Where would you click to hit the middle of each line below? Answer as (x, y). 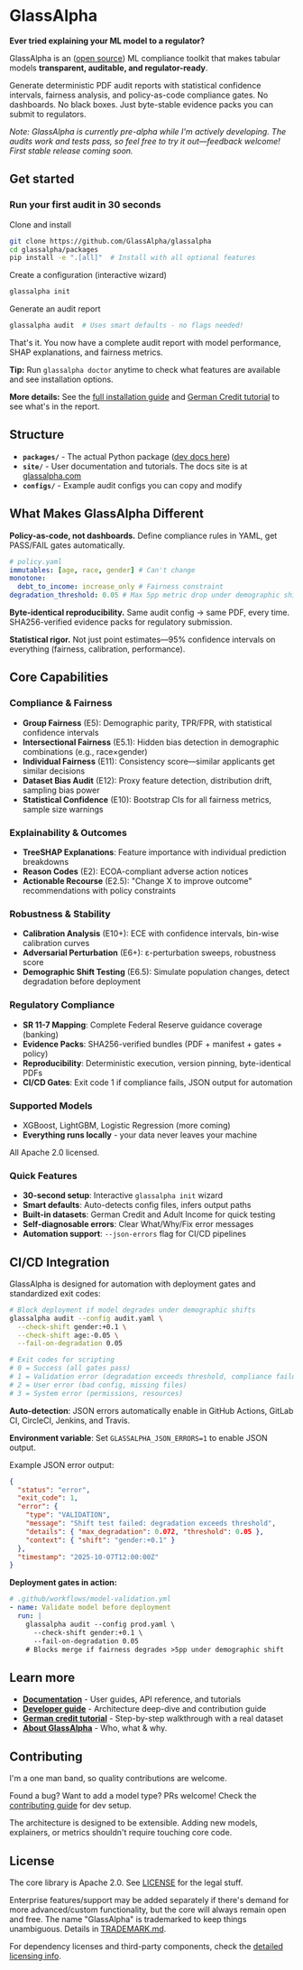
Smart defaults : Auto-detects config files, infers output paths (137, 1205)
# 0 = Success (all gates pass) (70, 1369)
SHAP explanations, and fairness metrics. (87, 352)
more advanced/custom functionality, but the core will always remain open (148, 1910)
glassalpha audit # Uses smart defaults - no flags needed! (127, 326)
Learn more (42, 1677)
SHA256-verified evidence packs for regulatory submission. (121, 622)
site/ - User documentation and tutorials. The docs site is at (135, 466)
